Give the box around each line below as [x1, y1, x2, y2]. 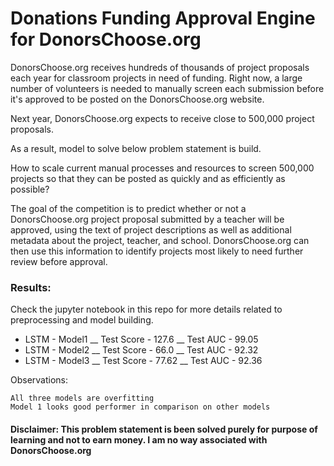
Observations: [10, 374, 69, 386]
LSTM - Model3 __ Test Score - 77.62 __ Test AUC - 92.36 [24, 355, 263, 367]
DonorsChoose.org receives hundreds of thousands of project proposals [10, 61, 310, 73]
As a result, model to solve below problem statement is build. [10, 142, 262, 154]
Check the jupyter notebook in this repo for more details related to [10, 303, 283, 316]
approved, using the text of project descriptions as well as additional [10, 223, 292, 236]
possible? [10, 183, 50, 195]
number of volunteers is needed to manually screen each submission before [10, 82, 325, 94]
